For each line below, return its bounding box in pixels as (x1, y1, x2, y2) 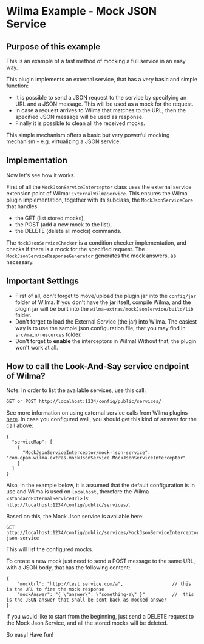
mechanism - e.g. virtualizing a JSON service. (6, 138, 121, 145)
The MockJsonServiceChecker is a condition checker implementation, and (6, 239, 187, 246)
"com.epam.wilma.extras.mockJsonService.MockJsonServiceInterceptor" (6, 455, 186, 461)
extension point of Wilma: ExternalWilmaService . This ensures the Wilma (6, 189, 188, 197)
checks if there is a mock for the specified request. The (6, 245, 145, 253)
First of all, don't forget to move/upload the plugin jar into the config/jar (15, 292, 197, 299)
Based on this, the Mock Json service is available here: (6, 513, 144, 520)
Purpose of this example (6, 41, 101, 52)
